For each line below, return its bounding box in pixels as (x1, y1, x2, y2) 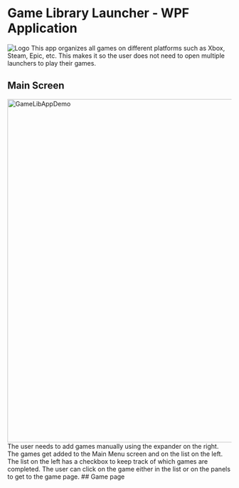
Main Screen (7, 80, 65, 92)
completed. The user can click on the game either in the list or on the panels (7, 464, 231, 473)
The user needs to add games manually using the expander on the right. (7, 442, 219, 450)
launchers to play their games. (7, 59, 96, 67)
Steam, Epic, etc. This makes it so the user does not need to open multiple (7, 51, 225, 60)
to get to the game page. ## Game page (7, 472, 125, 481)
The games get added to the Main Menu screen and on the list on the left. (7, 449, 223, 458)
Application (7, 20, 78, 36)
